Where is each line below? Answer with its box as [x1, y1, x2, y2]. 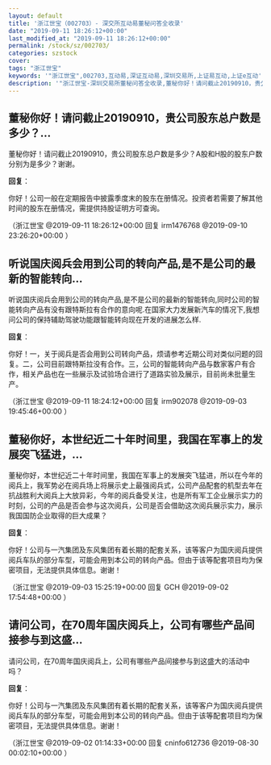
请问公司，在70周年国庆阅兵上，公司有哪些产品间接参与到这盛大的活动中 [8, 656, 250, 666]
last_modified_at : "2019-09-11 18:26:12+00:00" [8, 34, 172, 43]
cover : [8, 57, 31, 65]
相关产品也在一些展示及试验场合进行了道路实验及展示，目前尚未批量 [22, 369, 248, 379]
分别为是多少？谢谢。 [8, 159, 79, 169]
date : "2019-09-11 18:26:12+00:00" [8, 27, 128, 35]
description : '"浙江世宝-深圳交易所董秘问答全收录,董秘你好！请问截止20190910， [8, 79, 256, 87]
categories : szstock [8, 49, 78, 57]
